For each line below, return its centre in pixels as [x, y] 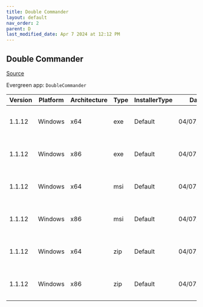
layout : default [27, 18]
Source [15, 73]
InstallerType [153, 100]
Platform [51, 100]
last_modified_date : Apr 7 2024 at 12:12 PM [63, 34]
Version [21, 100]
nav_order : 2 [23, 23]
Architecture [89, 100]
